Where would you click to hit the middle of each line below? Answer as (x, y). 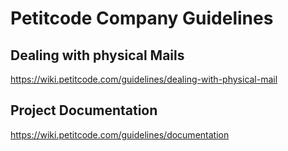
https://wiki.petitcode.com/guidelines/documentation (120, 134)
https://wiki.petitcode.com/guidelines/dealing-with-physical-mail (144, 79)
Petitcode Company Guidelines (142, 18)
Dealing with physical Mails (97, 55)
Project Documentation (84, 110)
